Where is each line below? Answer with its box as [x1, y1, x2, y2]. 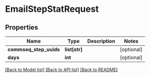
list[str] [64, 46, 83, 53]
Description [87, 38, 116, 44]
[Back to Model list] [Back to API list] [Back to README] [5, 67, 118, 73]
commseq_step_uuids [7, 46, 60, 53]
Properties [5, 23, 38, 32]
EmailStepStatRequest [5, 3, 99, 15]
